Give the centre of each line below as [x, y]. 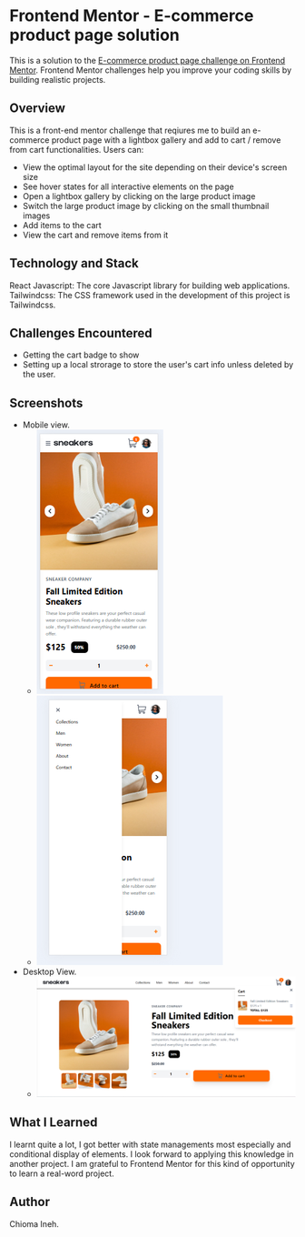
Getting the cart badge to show [81, 355]
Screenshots [46, 402]
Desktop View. [49, 972]
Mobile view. [46, 425]
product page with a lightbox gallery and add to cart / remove [166, 140]
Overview [38, 109]
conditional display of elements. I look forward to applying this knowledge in [152, 1154]
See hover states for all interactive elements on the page [128, 186]
